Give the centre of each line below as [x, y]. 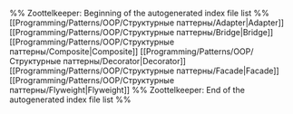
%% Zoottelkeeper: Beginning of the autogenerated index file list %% [140, 13]
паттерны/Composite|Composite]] [74, 52]
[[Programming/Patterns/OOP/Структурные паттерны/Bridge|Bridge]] [142, 32]
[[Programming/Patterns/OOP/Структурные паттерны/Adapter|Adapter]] [146, 23]
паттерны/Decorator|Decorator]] [124, 61]
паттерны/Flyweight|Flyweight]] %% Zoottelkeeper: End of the [127, 90]
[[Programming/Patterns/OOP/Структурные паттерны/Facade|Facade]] [144, 71]
